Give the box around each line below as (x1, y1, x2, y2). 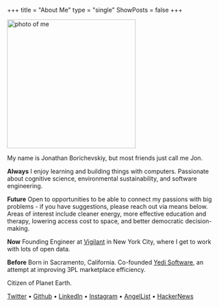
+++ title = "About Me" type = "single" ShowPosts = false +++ (7, 6, 183, 14)
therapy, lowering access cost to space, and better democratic (7, 217, 184, 225)
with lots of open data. (7, 245, 70, 253)
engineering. (7, 182, 43, 190)
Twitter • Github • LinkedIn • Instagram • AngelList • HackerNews (7, 292, 194, 300)
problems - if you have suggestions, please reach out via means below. (7, 203, 208, 210)
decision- (185, 217, 212, 225)
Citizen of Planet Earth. (7, 279, 72, 287)
